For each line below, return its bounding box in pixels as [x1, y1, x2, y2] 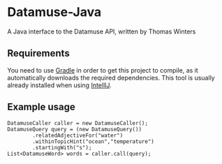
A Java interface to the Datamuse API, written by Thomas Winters [7, 27, 196, 36]
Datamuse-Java [7, 4, 102, 20]
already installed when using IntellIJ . [7, 81, 112, 89]
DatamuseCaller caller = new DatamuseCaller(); [7, 119, 149, 126]
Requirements [7, 47, 70, 59]
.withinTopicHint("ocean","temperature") [32, 137, 155, 145]
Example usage [7, 101, 75, 113]
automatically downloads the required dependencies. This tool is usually [7, 73, 215, 82]
